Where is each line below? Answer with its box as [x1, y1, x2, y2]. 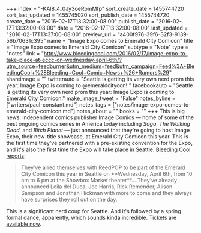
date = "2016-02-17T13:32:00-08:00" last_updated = [57, 24, 188, 31]
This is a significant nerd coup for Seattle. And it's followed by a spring [6, 208, 181, 214]
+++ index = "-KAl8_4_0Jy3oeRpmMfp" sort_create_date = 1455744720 [6, 5, 184, 12]
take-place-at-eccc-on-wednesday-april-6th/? [6, 57, 122, 63]
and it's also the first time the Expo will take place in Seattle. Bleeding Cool [6, 146, 191, 153]
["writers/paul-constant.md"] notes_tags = [6, 101, 112, 108]
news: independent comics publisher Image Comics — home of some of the [6, 114, 194, 121]
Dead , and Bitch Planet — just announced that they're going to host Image [6, 126, 190, 134]
